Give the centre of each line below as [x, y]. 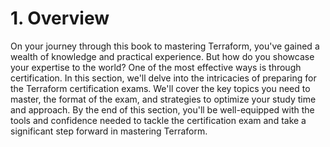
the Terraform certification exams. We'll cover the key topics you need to [160, 88]
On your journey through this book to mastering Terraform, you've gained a [165, 46]
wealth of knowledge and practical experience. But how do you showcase [162, 56]
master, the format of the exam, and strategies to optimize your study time [163, 99]
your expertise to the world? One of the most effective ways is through [156, 67]
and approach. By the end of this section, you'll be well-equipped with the [162, 109]
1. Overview [60, 18]
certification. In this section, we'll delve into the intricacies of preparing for [163, 78]
